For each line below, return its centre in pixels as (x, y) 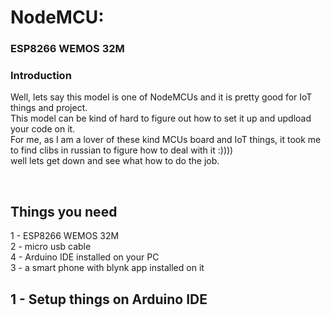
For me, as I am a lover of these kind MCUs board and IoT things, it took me (166, 140)
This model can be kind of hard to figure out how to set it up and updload (161, 118)
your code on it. (43, 129)
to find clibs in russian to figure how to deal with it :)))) (122, 150)
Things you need (64, 211)
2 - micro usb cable (51, 247)
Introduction (41, 76)
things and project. (49, 108)
